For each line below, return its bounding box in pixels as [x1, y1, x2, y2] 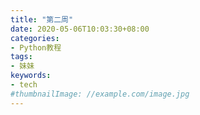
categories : [10, 33, 60, 43]
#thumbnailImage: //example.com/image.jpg [10, 89, 190, 99]
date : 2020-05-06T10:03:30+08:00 [10, 24, 150, 34]
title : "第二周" [10, 14, 74, 25]
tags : [10, 52, 33, 62]
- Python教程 [10, 42, 62, 53]
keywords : [10, 71, 52, 81]
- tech [10, 80, 38, 90]
